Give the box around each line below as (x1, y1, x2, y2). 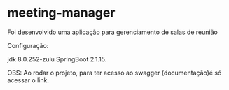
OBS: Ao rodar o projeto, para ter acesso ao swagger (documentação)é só (7, 68, 222, 77)
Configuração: (7, 41, 49, 50)
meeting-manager (7, 5, 116, 21)
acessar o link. (7, 75, 49, 84)
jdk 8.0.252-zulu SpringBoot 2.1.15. (7, 54, 107, 63)
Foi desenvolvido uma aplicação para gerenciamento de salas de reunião (7, 28, 218, 36)
